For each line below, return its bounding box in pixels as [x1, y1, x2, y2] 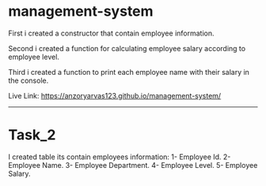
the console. [8, 76, 49, 85]
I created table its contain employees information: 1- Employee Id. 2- [8, 152, 231, 162]
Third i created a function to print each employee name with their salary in [8, 67, 249, 76]
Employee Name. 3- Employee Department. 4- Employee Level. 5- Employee [8, 160, 258, 169]
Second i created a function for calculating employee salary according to [8, 43, 246, 53]
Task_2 [8, 126, 56, 144]
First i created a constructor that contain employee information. [8, 28, 215, 38]
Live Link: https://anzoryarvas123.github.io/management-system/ [8, 91, 222, 100]
